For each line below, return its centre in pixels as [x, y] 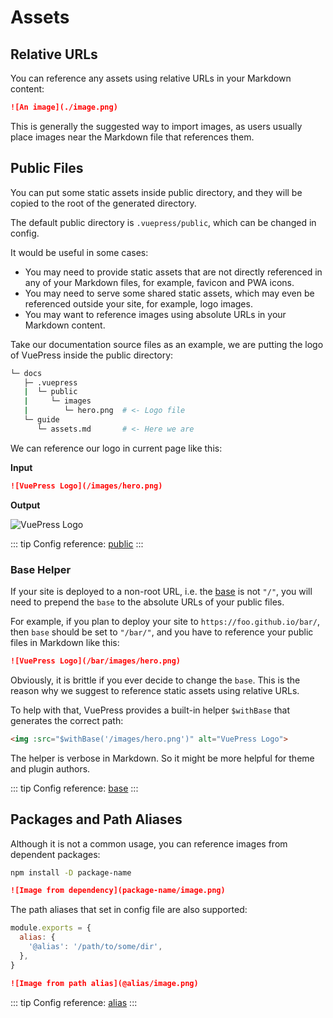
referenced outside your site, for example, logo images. [138, 303]
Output [25, 505]
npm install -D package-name [71, 872]
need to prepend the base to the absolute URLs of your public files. [147, 602]
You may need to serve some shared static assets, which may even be [169, 293]
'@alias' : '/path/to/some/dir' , [95, 947]
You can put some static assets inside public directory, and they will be [156, 192]
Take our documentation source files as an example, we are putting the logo [167, 344]
